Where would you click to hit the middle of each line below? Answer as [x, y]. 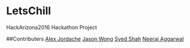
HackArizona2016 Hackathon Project [52, 27]
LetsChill [29, 11]
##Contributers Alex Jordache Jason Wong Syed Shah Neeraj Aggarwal [95, 39]
